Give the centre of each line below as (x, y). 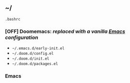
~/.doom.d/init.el (31, 59)
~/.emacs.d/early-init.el (38, 49)
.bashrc (13, 19)
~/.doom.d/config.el (33, 54)
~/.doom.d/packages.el (35, 64)
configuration (22, 37)
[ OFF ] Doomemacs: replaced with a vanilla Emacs (65, 31)
